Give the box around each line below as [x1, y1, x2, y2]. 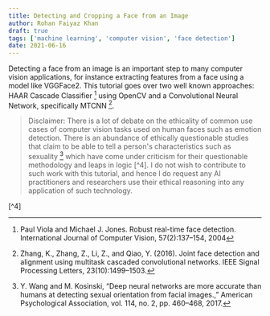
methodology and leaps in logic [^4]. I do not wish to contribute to [27, 160, 247, 170]
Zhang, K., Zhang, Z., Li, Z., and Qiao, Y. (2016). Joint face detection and [19, 248, 260, 258]
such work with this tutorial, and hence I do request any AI [27, 169, 221, 179]
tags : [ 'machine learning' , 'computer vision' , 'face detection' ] [8, 34, 235, 43]
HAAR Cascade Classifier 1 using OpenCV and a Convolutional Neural [8, 89, 239, 101]
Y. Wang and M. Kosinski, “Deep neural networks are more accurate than [19, 281, 262, 291]
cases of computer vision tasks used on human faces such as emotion [27, 125, 262, 134]
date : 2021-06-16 [8, 42, 67, 50]
